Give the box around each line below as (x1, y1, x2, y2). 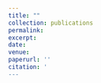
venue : (8, 48, 30, 56)
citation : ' (8, 63, 47, 71)
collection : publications (8, 19, 93, 27)
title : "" (8, 11, 41, 20)
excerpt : (8, 33, 37, 42)
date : (8, 41, 26, 49)
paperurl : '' (8, 56, 51, 64)
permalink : (8, 26, 44, 34)
